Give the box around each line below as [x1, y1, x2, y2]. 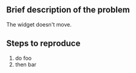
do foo [15, 54, 32, 62]
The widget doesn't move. [6, 21, 72, 28]
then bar [15, 60, 36, 68]
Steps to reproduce [6, 39, 81, 49]
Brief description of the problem [6, 5, 131, 15]
